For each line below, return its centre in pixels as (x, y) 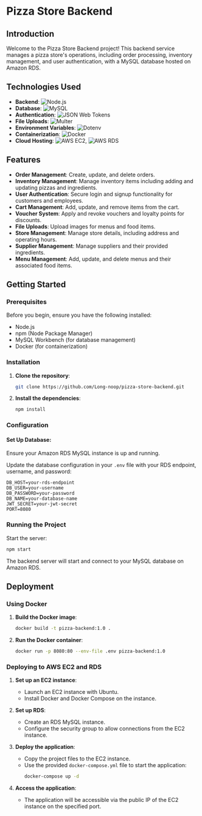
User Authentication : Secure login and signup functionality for (94, 194)
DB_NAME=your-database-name (42, 499)
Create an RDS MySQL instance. (64, 722)
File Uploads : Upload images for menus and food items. (85, 226)
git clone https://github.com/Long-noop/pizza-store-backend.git (99, 387)
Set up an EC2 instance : (46, 680)
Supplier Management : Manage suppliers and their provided (92, 246)
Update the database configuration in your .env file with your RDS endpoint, (101, 465)
